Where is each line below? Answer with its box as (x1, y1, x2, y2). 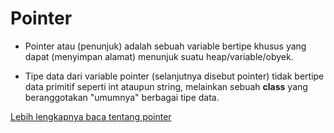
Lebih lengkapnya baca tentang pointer (10, 110, 172, 122)
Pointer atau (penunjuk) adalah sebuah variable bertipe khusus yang (24, 40, 307, 52)
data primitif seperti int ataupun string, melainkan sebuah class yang (24, 80, 308, 92)
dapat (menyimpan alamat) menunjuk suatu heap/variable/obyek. (24, 50, 294, 62)
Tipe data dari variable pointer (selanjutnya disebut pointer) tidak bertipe (24, 70, 325, 82)
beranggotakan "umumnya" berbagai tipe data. (24, 91, 220, 103)
